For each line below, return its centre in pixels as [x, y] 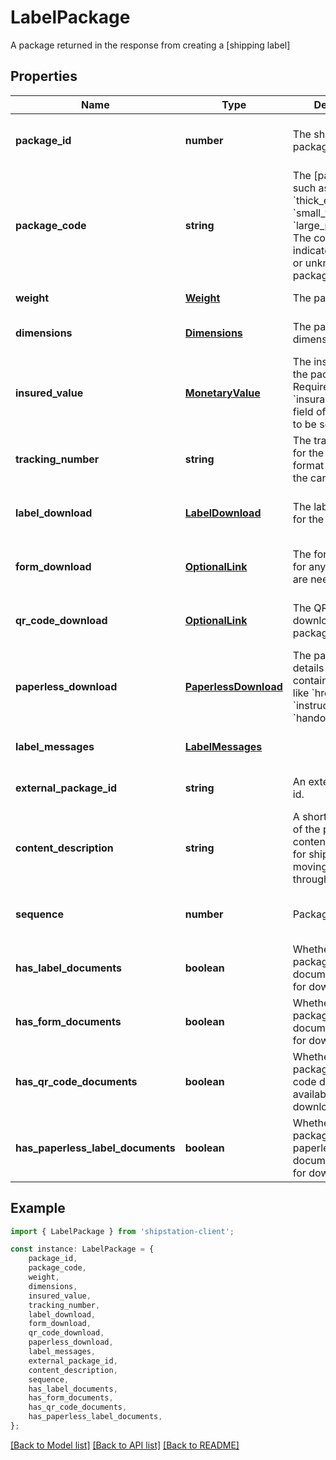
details [308, 668]
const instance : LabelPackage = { [82, 1249]
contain [310, 680]
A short [310, 816]
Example [38, 1208]
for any [309, 566]
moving [310, 866]
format [308, 465]
